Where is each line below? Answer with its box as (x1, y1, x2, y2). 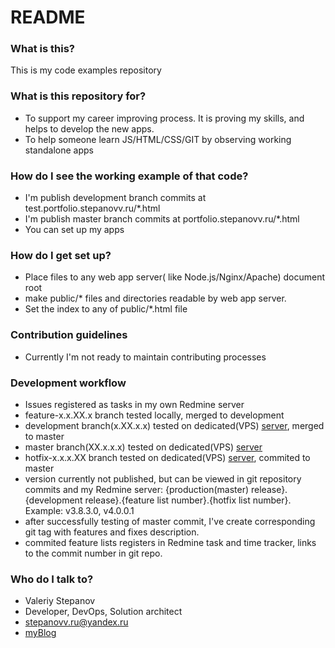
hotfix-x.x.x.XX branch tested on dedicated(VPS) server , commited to (24, 451, 311, 463)
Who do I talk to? (10, 572, 94, 586)
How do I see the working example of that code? (10, 169, 249, 183)
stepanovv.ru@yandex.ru (24, 616, 129, 628)
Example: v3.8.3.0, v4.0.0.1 (24, 504, 135, 516)
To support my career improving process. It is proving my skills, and (24, 112, 305, 124)
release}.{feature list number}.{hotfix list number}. (84, 494, 292, 506)
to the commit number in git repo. (24, 547, 163, 559)
